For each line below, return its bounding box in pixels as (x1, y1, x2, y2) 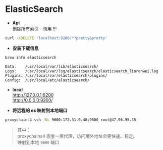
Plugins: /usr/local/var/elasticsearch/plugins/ (5, 73, 108, 78)
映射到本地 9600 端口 (17, 140, 59, 146)
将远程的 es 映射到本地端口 (12, 107, 68, 113)
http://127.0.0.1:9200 (12, 92, 54, 98)
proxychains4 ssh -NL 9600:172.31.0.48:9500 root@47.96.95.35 (5, 117, 136, 122)
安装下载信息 (12, 45, 39, 51)
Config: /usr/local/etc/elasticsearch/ (5, 78, 90, 83)
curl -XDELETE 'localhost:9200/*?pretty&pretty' (5, 36, 108, 41)
